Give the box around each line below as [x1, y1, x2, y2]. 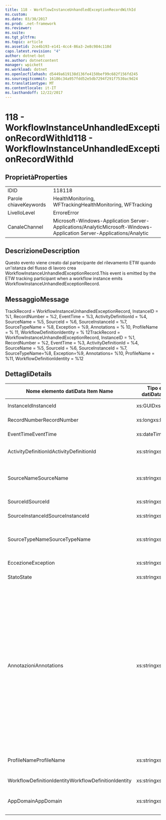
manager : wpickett [5, 62, 43, 67]
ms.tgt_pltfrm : [5, 35, 37, 40]
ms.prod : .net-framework [5, 21, 56, 26]
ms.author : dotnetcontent [5, 58, 58, 63]
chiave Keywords [7, 201, 46, 208]
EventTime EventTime [7, 431, 57, 437]
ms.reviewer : [5, 26, 32, 31]
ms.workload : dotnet [5, 67, 48, 72]
